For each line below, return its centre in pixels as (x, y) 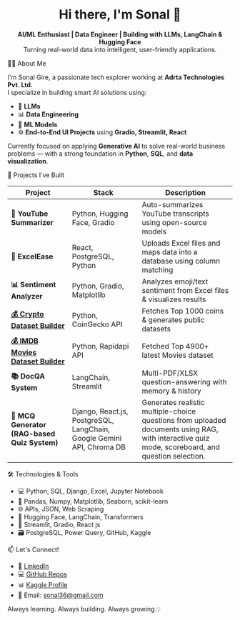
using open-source (174, 222)
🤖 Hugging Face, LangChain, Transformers (81, 516)
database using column (181, 261)
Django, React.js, (100, 411)
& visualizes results (174, 299)
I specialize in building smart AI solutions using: (77, 92)
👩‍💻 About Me (27, 63)
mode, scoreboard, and (181, 447)
